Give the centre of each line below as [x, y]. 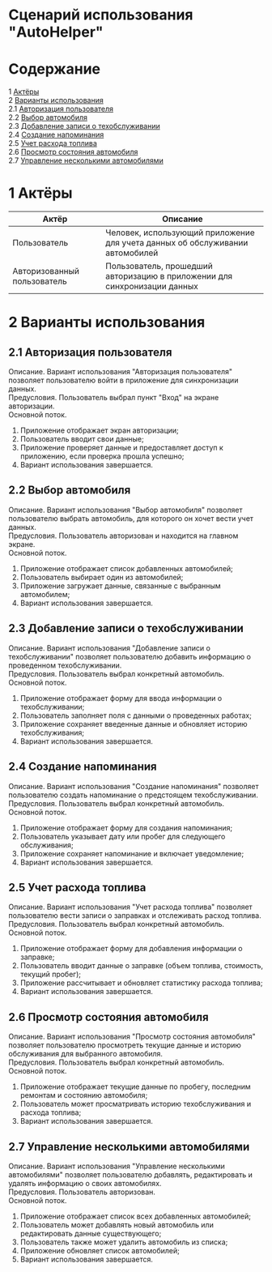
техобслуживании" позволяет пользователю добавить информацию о [130, 656]
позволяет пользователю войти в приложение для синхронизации [123, 380]
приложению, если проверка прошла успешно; [102, 456]
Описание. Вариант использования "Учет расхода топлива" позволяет [130, 907]
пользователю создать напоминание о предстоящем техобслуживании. [134, 795]
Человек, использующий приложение [180, 233]
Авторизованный [46, 271]
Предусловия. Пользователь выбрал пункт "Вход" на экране [114, 398]
